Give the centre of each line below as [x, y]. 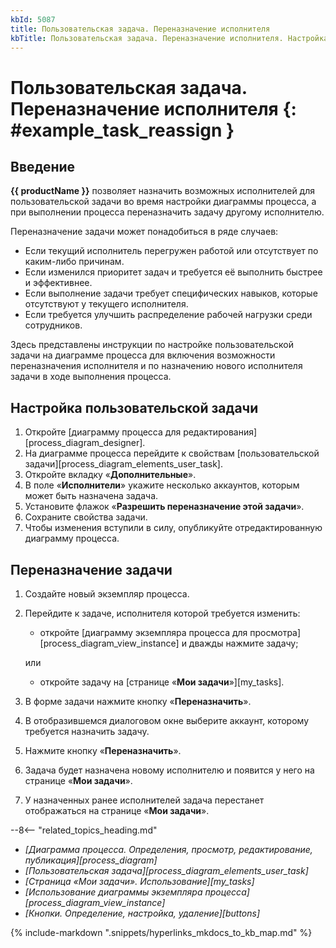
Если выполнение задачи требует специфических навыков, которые [171, 293]
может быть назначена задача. [91, 496]
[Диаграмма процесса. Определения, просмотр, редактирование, [168, 849]
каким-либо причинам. [74, 262]
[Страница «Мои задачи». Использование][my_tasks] [139, 881]
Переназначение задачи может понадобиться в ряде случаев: [144, 232]
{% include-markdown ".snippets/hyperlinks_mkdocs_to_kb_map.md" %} [161, 932]
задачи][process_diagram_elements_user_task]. [123, 464]
